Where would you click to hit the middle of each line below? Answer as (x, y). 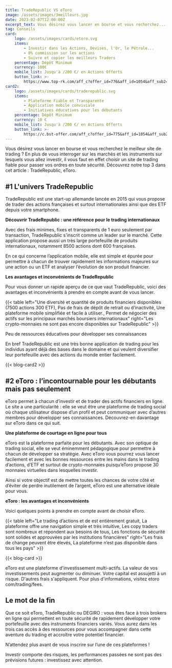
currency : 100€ (31, 67)
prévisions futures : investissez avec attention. (54, 660)
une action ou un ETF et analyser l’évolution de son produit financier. (78, 267)
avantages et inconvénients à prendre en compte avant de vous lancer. (80, 292)
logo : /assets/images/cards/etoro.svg (56, 39)
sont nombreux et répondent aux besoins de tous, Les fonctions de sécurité (85, 532)
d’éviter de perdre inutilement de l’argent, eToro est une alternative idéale (82, 486)
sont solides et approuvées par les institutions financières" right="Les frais (84, 537)
